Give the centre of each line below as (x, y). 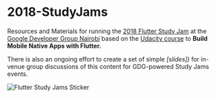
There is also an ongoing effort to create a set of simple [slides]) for (104, 59)
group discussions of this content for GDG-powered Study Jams (118, 66)
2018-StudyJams (58, 12)
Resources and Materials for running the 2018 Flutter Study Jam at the (107, 31)
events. (18, 74)
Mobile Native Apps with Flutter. (54, 46)
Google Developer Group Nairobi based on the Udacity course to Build (108, 38)
